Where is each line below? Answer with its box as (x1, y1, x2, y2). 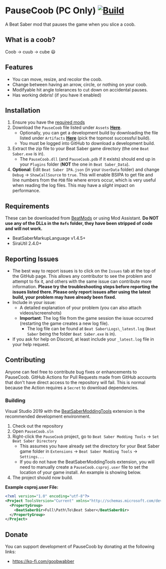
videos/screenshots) (19, 310, 62, 316)
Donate (5, 530, 28, 539)
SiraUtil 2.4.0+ (12, 240, 42, 247)
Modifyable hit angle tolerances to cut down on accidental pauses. (12, 87, 148, 92)
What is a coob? (5, 36, 56, 44)
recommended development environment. (5, 413, 91, 420)
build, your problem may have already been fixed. (12, 294, 117, 300)
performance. (12, 188, 41, 194)
